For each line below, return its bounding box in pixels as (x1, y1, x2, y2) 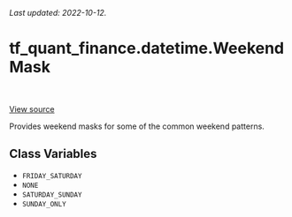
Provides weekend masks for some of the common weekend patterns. (9, 121, 265, 131)
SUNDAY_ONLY (21, 199, 66, 208)
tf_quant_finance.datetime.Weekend (9, 39, 285, 58)
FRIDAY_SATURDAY (21, 171, 82, 180)
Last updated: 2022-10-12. (9, 8, 107, 18)
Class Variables (9, 146, 97, 161)
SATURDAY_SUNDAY (21, 190, 82, 199)
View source (9, 103, 55, 114)
